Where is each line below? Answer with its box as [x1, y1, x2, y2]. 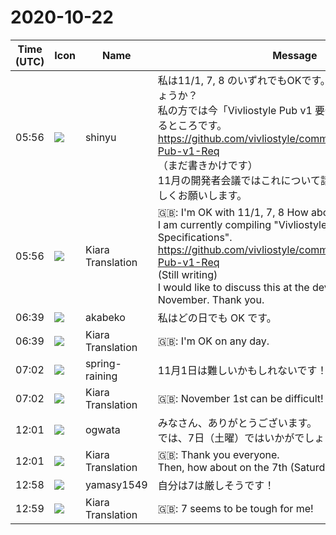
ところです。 [167, 118, 228, 132]
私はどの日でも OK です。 [157, 311, 277, 325]
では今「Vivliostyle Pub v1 [187, 103, 313, 117]
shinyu [84, 130, 117, 144]
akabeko [84, 310, 126, 324]
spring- [84, 356, 122, 370]
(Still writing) [157, 267, 218, 281]
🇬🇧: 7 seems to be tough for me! [157, 501, 314, 515]
